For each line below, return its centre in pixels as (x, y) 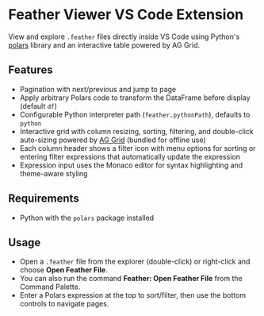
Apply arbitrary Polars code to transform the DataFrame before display (135, 98)
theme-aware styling (54, 173)
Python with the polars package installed (87, 218)
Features (31, 70)
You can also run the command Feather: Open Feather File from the (131, 279)
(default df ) (38, 106)
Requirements (44, 199)
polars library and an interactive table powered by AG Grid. (104, 44)
